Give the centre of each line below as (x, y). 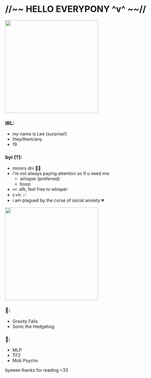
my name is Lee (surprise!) (40, 134)
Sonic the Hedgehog (33, 326)
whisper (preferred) (40, 179)
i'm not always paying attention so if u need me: (61, 173)
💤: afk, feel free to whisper (40, 189)
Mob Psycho (25, 361)
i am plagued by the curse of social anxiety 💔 (58, 200)
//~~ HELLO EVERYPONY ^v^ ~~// (75, 9)
